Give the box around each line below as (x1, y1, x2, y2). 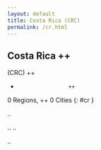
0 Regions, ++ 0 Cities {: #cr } (7, 96, 95, 105)
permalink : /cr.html (7, 23, 69, 30)
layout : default (7, 10, 55, 18)
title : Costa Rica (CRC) (7, 17, 81, 24)
